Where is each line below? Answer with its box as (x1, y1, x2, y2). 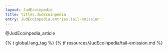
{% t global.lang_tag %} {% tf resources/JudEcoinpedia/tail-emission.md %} (5, 40, 163, 46)
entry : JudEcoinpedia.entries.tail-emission (5, 16, 100, 21)
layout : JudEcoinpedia (5, 7, 53, 12)
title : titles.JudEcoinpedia (5, 12, 66, 17)
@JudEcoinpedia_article (5, 30, 55, 36)
